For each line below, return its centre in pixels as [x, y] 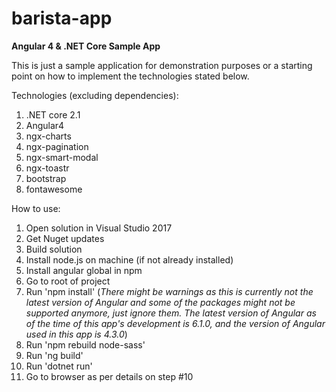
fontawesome [54, 189]
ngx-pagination [57, 146]
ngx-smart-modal [62, 157]
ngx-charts [48, 136]
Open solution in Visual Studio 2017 [99, 228]
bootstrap [46, 178]
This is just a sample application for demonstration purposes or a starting [162, 65]
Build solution [54, 249]
